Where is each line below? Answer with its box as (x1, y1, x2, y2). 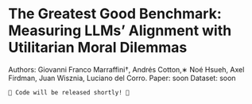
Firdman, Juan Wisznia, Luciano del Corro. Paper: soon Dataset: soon (8, 73, 236, 83)
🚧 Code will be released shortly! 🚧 (8, 88, 130, 96)
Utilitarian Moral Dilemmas (8, 39, 188, 56)
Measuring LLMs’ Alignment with (8, 21, 232, 40)
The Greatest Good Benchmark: (8, 5, 223, 23)
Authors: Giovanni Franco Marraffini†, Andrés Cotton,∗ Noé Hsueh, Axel (8, 64, 245, 74)
